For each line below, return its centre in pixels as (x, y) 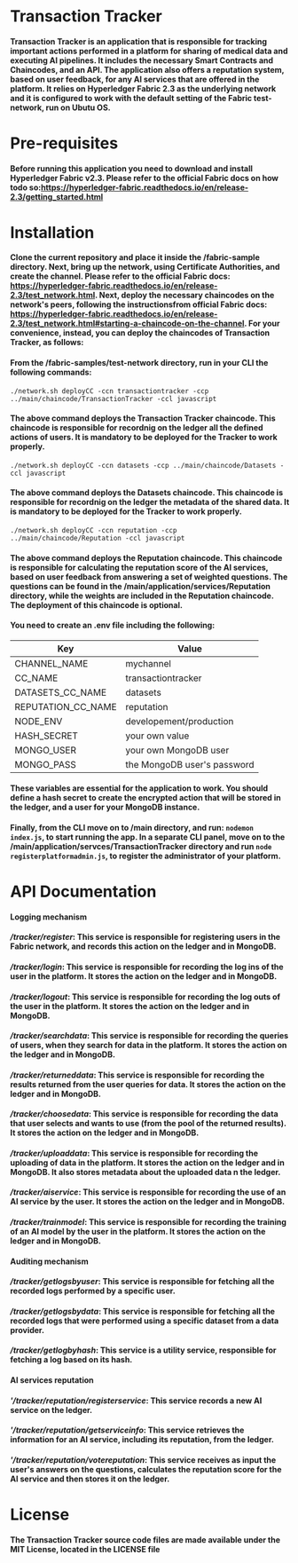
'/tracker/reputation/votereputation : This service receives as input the (143, 1460)
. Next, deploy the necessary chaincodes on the (184, 296)
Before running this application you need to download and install (132, 168)
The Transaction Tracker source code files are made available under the (145, 1539)
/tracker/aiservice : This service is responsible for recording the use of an (148, 1192)
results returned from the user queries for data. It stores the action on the (148, 1084)
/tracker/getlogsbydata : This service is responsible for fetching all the (143, 1311)
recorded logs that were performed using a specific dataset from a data (145, 1321)
